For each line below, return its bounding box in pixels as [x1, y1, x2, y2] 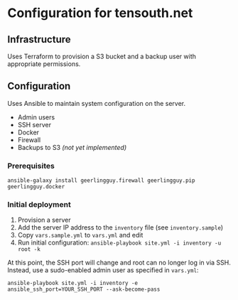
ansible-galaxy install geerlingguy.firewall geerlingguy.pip [7, 177, 195, 184]
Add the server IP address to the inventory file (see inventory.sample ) [17, 223, 224, 232]
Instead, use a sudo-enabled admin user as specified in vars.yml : [7, 266, 199, 274]
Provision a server [17, 215, 71, 225]
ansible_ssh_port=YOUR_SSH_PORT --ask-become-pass [7, 286, 161, 293]
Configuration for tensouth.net [7, 5, 193, 21]
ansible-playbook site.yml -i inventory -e [7, 279, 139, 287]
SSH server [17, 120, 52, 129]
